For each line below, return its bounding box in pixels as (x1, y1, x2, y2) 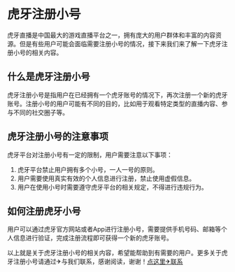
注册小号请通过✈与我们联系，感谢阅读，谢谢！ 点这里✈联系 (13, 257, 183, 266)
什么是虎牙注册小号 (7, 71, 90, 83)
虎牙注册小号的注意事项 (7, 131, 108, 143)
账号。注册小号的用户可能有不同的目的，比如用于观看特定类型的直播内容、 (7, 99, 222, 108)
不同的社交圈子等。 (13, 108, 69, 116)
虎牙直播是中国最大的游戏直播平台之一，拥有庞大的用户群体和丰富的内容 (7, 31, 215, 39)
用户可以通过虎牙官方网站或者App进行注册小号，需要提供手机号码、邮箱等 (7, 225, 222, 234)
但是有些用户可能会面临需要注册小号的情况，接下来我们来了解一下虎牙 (19, 39, 222, 48)
